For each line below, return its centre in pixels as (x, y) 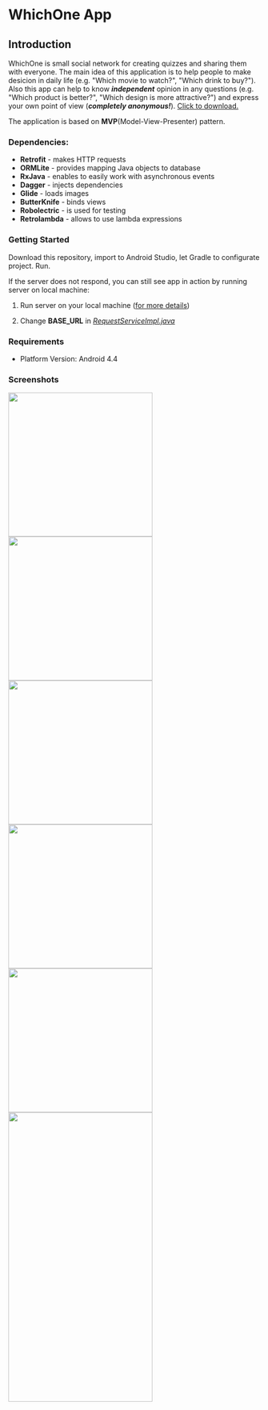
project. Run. (29, 266)
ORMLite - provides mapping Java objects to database (110, 168)
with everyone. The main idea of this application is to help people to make (130, 72)
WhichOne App (60, 15)
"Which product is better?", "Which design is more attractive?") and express (134, 97)
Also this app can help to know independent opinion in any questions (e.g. (131, 89)
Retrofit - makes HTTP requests (73, 160)
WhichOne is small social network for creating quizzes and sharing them (128, 63)
